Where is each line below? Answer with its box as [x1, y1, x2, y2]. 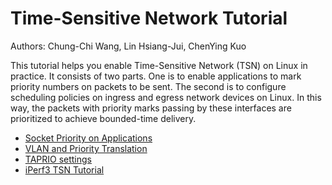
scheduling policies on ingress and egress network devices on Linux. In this [10, 91, 322, 103]
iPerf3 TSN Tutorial [24, 163, 105, 176]
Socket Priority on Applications [24, 132, 153, 144]
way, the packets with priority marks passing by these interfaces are [10, 102, 292, 114]
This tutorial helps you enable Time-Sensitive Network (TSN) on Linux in [10, 59, 308, 71]
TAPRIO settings [24, 153, 93, 165]
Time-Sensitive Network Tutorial [10, 7, 288, 30]
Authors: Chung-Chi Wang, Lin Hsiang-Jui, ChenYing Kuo [10, 40, 247, 52]
